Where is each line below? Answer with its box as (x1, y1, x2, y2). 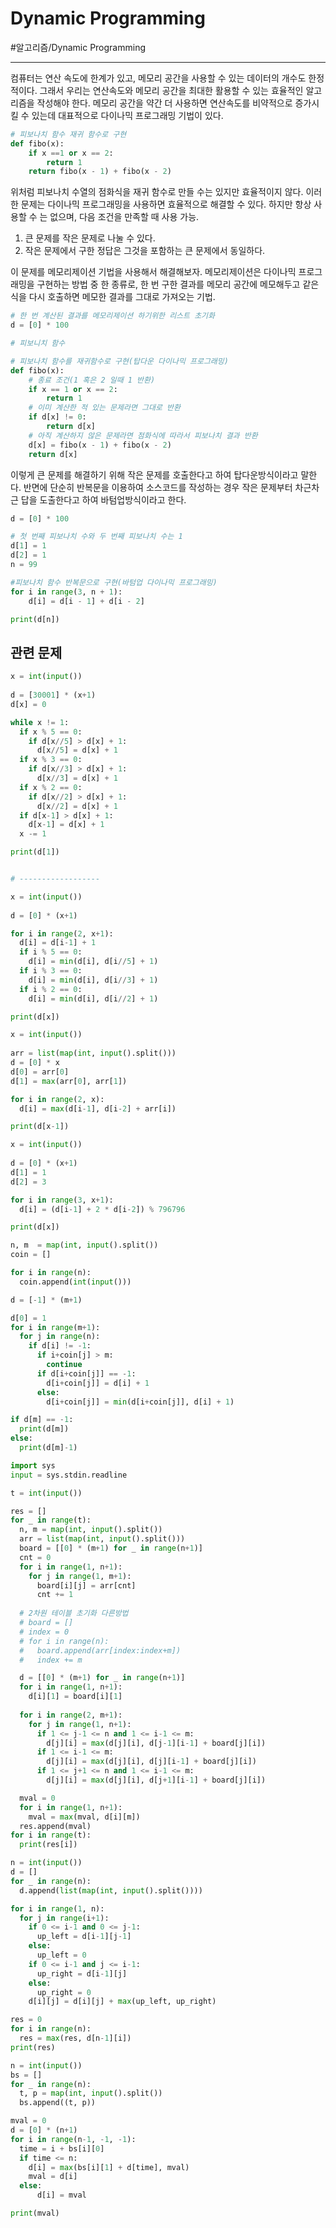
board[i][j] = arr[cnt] (36, 1580, 137, 1591)
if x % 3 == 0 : (19, 755, 83, 765)
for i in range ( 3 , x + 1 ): (10, 1195, 114, 1205)
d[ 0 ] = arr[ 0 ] (10, 1067, 70, 1077)
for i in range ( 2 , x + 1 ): (10, 928, 114, 939)
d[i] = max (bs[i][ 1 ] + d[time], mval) (28, 2162, 190, 2172)
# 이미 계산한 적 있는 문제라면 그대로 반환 (28, 403, 181, 413)
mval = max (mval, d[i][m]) (28, 1812, 141, 1822)
